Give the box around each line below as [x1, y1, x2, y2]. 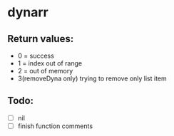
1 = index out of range [17, 59, 83, 68]
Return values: [7, 33, 74, 45]
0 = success [17, 51, 55, 60]
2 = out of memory [17, 67, 73, 75]
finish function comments [17, 122, 93, 130]
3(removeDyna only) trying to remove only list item [17, 74, 168, 83]
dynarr [7, 4, 48, 21]
